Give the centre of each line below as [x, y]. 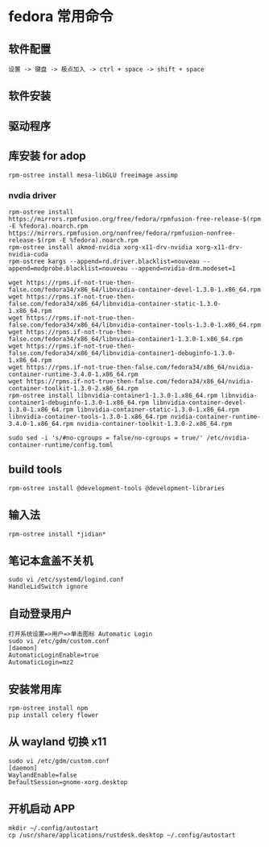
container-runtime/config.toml [61, 444]
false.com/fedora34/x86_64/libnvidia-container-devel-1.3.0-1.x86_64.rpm [135, 290]
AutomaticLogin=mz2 [41, 662]
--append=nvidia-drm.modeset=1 [183, 268]
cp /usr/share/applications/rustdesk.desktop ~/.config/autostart [122, 835]
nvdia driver [32, 195]
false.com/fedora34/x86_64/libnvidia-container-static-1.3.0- [115, 303]
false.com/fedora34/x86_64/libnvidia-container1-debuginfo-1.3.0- [122, 353]
